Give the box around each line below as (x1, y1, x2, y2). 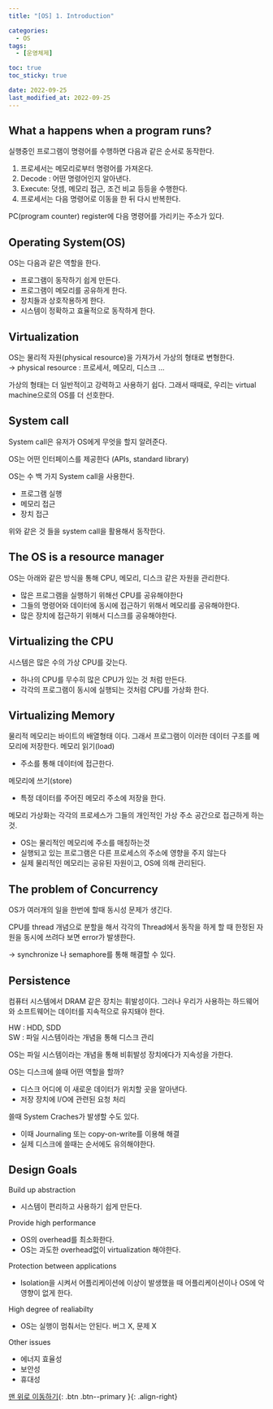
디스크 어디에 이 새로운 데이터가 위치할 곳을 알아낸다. (19, 1084, 188, 1094)
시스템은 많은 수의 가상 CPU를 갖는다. (8, 657, 128, 667)
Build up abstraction (8, 1185, 76, 1194)
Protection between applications (8, 1261, 117, 1271)
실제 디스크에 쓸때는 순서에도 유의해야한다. (19, 1139, 156, 1149)
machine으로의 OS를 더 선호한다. (8, 390, 115, 400)
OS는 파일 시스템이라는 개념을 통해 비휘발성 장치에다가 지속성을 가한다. (8, 1050, 233, 1059)
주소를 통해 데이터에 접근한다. (19, 759, 115, 768)
